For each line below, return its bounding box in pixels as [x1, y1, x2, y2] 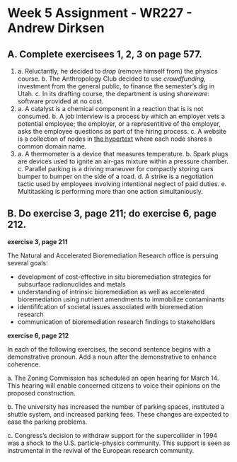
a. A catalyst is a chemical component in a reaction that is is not [17, 105, 204, 112]
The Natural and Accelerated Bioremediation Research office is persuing [7, 251, 219, 260]
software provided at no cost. [17, 97, 104, 105]
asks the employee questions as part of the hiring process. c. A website [17, 127, 227, 135]
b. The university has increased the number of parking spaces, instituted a [7, 402, 225, 411]
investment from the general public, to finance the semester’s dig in [17, 82, 215, 90]
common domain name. [17, 142, 87, 150]
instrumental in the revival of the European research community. [7, 446, 195, 454]
